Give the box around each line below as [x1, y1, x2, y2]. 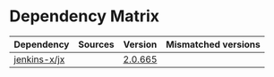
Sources [78, 38, 115, 50]
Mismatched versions [165, 38, 261, 50]
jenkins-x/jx [13, 53, 65, 65]
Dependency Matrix [9, 6, 159, 27]
